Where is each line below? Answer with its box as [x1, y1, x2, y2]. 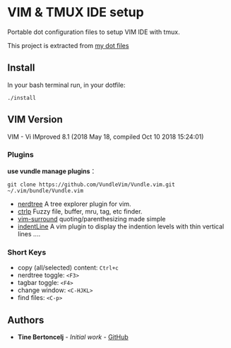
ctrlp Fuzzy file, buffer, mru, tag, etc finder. [17, 207, 143, 216]
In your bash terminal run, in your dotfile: [7, 81, 126, 89]
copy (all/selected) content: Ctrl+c [17, 263, 119, 272]
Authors [7, 314, 45, 326]
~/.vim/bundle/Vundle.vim [7, 187, 83, 195]
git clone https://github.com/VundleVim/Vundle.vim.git [7, 181, 175, 188]
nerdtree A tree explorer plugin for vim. [17, 199, 132, 208]
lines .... [17, 229, 41, 238]
